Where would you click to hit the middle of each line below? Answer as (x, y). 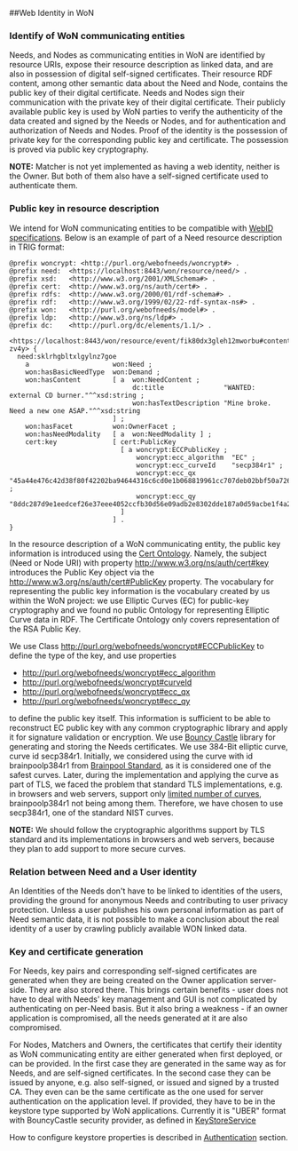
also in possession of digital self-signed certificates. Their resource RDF (141, 74)
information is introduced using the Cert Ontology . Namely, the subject (138, 553)
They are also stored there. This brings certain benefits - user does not (158, 990)
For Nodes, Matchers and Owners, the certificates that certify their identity (145, 1045)
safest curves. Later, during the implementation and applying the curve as (144, 774)
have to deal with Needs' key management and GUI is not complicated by (143, 999)
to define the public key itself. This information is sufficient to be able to (140, 718)
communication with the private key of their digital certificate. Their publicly (147, 102)
